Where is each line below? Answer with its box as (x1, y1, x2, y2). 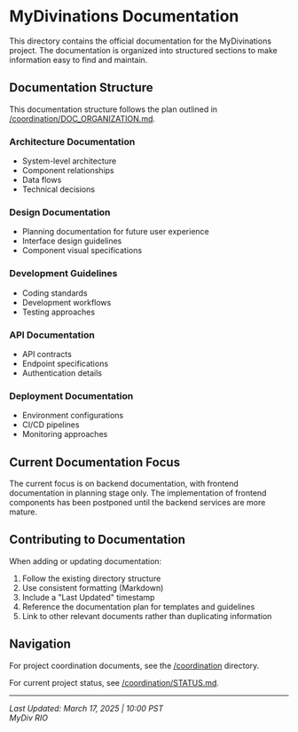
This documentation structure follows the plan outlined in (9, 104, 218, 115)
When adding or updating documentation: (9, 555, 162, 566)
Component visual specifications (21, 245, 143, 256)
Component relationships (21, 165, 114, 176)
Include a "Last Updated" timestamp (21, 592, 155, 602)
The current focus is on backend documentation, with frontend (9, 478, 239, 489)
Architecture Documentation (9, 135, 136, 147)
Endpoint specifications (21, 358, 109, 369)
